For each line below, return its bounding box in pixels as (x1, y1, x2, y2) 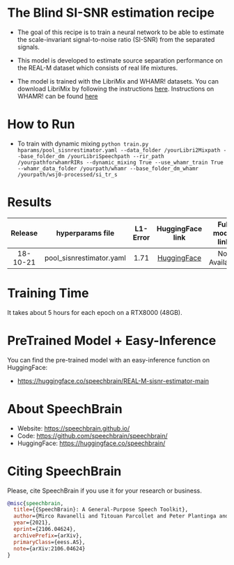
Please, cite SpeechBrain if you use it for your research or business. (7, 486, 202, 495)
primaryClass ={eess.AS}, (13, 539, 86, 545)
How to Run (7, 116, 75, 132)
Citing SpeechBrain (7, 463, 122, 479)
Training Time (7, 286, 89, 301)
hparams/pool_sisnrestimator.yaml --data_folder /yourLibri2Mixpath (17, 146, 221, 154)
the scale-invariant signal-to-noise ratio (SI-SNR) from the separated (17, 35, 215, 43)
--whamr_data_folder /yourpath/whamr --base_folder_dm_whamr (17, 165, 199, 172)
